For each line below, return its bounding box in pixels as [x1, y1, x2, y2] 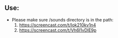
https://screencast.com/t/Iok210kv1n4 [19, 22, 96, 28]
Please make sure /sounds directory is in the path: [11, 17, 114, 22]
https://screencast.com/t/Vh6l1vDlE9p [19, 27, 97, 33]
